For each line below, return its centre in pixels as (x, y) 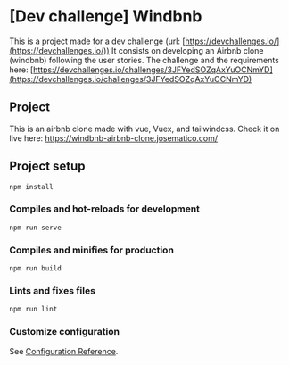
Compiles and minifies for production (91, 250)
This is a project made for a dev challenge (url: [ (97, 41)
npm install (31, 187)
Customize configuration (65, 332)
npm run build (36, 269)
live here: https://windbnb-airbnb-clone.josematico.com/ (114, 138)
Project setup (48, 166)
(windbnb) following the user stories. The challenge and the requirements (144, 60)
